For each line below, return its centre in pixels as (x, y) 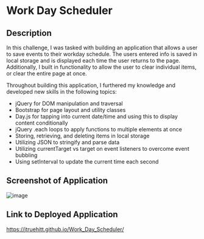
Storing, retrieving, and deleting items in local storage (82, 136)
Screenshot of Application (57, 181)
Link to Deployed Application (62, 214)
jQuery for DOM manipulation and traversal (69, 103)
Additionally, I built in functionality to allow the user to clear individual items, (101, 67)
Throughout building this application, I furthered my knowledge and (91, 85)
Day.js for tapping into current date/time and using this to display (97, 116)
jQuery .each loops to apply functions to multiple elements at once (99, 129)
